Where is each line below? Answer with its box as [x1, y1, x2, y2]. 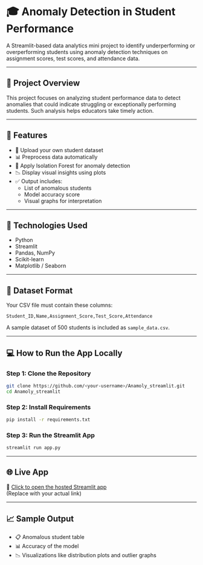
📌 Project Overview [6, 78, 80, 89]
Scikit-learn [14, 256, 44, 263]
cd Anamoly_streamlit [6, 389, 61, 395]
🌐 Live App [6, 467, 49, 478]
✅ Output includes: [14, 177, 62, 185]
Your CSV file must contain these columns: [6, 301, 113, 309]
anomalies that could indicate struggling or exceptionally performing [6, 101, 176, 108]
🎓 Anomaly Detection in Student [6, 5, 176, 19]
